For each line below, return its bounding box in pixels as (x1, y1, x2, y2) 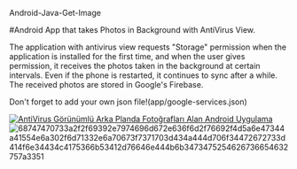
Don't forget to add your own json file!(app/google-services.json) (9, 96, 248, 107)
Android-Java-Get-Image (9, 8, 102, 18)
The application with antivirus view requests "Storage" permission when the (9, 42, 286, 52)
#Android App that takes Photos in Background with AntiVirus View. (9, 25, 255, 35)
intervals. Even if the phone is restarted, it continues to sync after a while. (9, 70, 277, 81)
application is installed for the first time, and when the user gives (9, 51, 246, 61)
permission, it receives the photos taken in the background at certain (9, 61, 261, 71)
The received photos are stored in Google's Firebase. (9, 80, 204, 89)
